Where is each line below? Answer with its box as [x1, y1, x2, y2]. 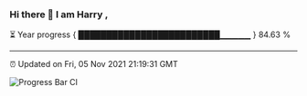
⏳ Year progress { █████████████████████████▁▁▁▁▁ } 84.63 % [9, 29, 291, 40]
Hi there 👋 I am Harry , [9, 8, 109, 21]
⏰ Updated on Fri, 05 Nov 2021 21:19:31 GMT [9, 59, 178, 70]
